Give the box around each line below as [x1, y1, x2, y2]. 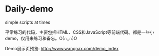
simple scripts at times [5, 19, 50, 25]
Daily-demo [5, 3, 54, 14]
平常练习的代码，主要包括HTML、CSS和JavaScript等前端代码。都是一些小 [5, 29, 155, 35]
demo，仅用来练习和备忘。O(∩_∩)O [5, 35, 77, 41]
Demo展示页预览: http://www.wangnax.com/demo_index [5, 45, 119, 51]
